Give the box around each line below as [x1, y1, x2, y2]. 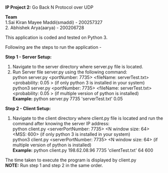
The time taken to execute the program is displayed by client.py [5, 157, 136, 163]
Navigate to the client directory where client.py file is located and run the [12, 115, 163, 121]
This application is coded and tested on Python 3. [5, 35, 108, 40]
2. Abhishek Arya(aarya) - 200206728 [5, 25, 84, 31]
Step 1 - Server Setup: [5, 54, 52, 60]
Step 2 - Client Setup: [5, 106, 51, 111]
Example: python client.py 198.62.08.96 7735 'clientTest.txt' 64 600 [12, 147, 153, 153]
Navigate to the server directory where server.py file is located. [12, 64, 143, 69]
